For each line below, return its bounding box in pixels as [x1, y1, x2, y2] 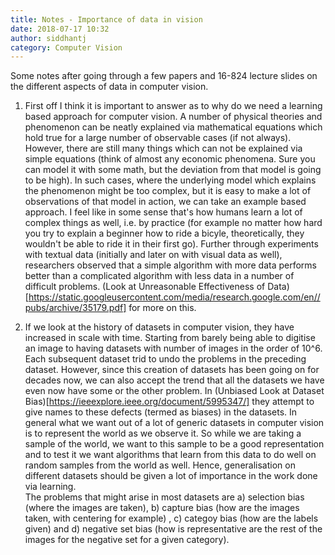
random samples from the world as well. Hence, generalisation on [24, 459, 296, 471]
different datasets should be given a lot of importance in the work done [24, 470, 318, 482]
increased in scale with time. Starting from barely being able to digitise [24, 332, 316, 344]
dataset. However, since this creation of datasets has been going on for [24, 364, 320, 376]
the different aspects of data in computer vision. [10, 81, 209, 93]
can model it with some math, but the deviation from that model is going [24, 164, 322, 176]
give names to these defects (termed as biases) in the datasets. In [24, 406, 298, 418]
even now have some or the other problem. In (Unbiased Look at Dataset [24, 385, 325, 397]
